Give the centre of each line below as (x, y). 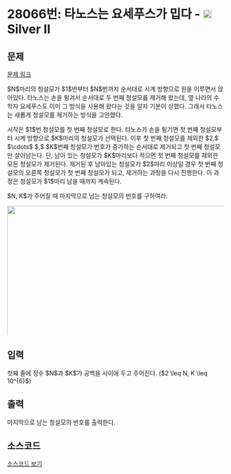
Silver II (29, 29)
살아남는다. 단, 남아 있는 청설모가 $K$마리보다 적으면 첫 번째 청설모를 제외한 (116, 155)
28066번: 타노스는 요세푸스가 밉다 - (104, 14)
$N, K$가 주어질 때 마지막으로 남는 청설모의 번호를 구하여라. (88, 196)
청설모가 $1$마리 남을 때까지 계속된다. (71, 181)
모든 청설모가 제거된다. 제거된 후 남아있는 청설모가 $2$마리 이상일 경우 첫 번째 (112, 164)
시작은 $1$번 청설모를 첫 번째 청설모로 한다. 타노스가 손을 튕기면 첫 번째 (103, 129)
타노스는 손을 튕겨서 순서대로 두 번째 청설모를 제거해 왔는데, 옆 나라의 (120, 98)
